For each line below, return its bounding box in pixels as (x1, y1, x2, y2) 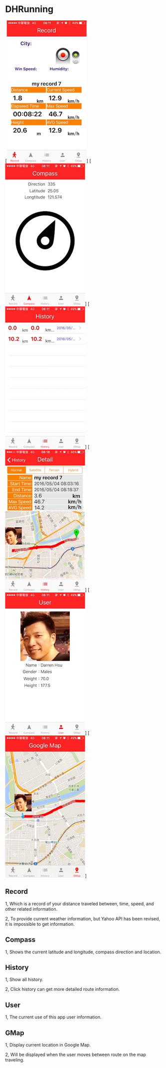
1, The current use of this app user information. (5, 1014, 102, 1020)
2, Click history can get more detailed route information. (5, 986, 120, 992)
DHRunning (5, 4, 54, 15)
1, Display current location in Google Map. (5, 1042, 91, 1047)
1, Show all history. (5, 976, 43, 982)
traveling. (5, 1057, 24, 1062)
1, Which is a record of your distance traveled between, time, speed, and (5, 900, 154, 907)
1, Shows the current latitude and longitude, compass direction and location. (5, 949, 162, 955)
